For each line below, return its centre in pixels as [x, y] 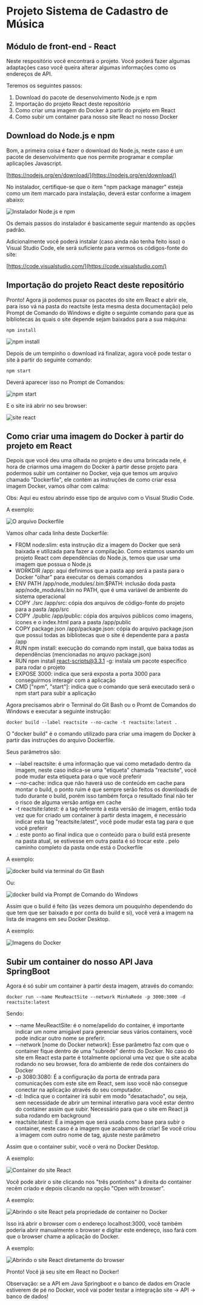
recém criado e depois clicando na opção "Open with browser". [86, 1189]
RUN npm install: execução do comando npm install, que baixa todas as [105, 648]
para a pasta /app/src [42, 609]
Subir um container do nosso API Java [80, 962]
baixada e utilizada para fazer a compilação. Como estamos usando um [104, 551]
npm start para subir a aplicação [55, 693]
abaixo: [15, 200]
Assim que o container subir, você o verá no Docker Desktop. [83, 1147]
